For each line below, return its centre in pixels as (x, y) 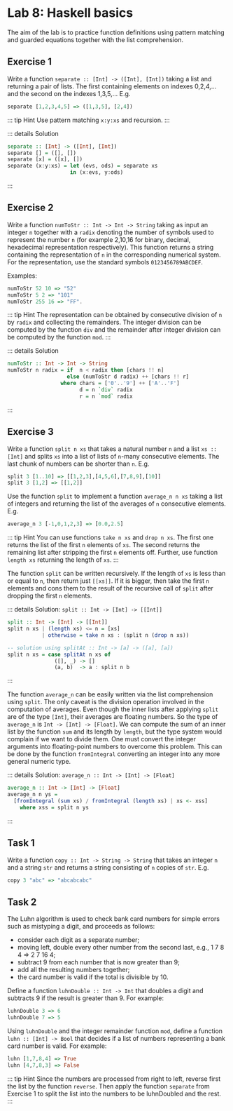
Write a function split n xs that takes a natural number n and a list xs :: (112, 449)
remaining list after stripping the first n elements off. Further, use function (113, 553)
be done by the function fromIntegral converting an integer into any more (114, 754)
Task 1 (21, 843)
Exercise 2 (30, 208)
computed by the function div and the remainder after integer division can (114, 330)
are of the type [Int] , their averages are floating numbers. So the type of (113, 717)
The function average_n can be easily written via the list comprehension (110, 694)
